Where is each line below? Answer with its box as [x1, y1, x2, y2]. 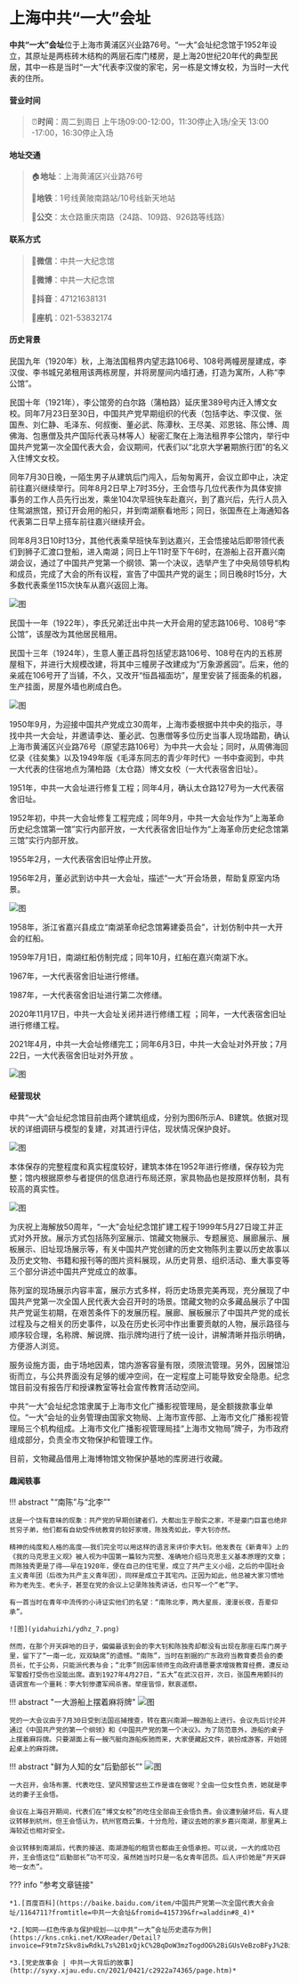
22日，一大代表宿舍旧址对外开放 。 [9, 1049, 139, 1061]
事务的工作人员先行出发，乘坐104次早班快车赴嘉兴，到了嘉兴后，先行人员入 [9, 494, 287, 504]
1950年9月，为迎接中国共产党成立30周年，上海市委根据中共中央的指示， [9, 718, 276, 729]
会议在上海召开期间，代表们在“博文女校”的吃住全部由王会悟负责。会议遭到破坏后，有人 [9, 1808, 282, 1816]
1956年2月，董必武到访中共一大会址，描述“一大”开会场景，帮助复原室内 [9, 873, 273, 883]
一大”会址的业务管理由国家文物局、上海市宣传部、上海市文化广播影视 [28, 1412, 282, 1422]
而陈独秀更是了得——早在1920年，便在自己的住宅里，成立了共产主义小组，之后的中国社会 [9, 1562, 285, 1571]
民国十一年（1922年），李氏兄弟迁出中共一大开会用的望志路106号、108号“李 [9, 617, 287, 628]
